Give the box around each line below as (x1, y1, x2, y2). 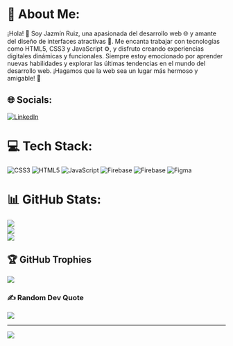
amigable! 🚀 (7, 74, 42, 82)
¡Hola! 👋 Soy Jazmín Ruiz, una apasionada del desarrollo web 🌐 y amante (7, 29, 217, 38)
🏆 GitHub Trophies (7, 254, 92, 266)
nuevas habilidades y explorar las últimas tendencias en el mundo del (7, 59, 206, 67)
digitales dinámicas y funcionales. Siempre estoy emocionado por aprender (7, 51, 223, 60)
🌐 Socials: (7, 94, 53, 106)
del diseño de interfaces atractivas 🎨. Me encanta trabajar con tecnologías (7, 37, 221, 45)
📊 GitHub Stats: (7, 191, 102, 207)
